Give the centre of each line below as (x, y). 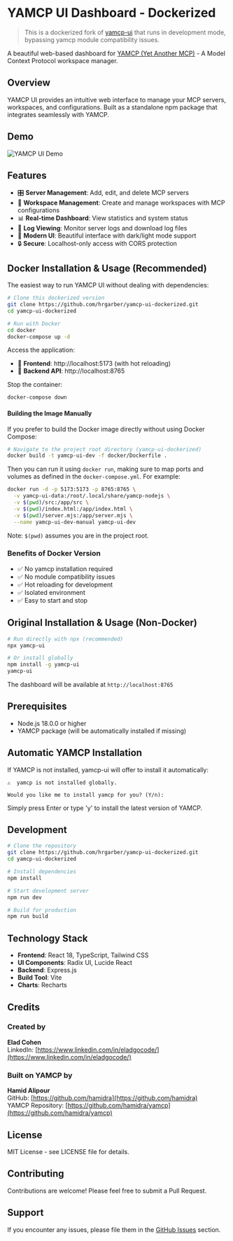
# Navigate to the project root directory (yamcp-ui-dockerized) (104, 449)
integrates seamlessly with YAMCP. (58, 114)
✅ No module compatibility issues (66, 577)
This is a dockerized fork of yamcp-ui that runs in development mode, (125, 32)
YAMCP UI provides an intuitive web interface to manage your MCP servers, (116, 100)
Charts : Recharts (42, 985)
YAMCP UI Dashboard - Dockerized (112, 13)
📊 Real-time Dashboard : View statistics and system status (103, 218)
